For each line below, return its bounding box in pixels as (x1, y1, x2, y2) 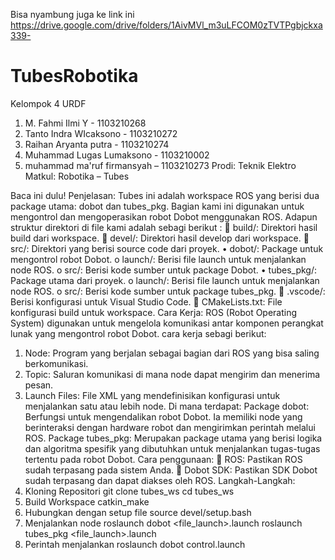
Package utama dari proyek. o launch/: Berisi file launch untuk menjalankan (10, 274, 320, 286)
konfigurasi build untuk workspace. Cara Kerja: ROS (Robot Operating (10, 306, 298, 318)
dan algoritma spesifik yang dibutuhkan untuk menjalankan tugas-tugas (24, 442, 321, 454)
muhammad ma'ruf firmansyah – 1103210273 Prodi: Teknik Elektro (24, 159, 297, 171)
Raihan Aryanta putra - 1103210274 (24, 138, 170, 150)
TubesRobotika (10, 65, 139, 88)
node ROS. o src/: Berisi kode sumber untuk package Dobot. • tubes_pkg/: (10, 264, 318, 276)
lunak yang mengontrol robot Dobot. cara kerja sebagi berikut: (10, 327, 267, 339)
